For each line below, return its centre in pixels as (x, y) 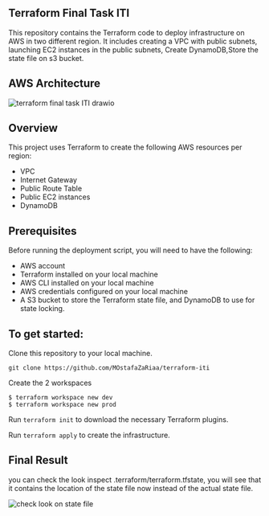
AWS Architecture (55, 84)
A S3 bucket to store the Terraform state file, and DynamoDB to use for (137, 300)
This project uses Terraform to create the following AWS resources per (125, 147)
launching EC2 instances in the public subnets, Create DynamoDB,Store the (133, 49)
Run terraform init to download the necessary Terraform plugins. (118, 420)
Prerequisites (43, 231)
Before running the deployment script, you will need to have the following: (130, 250)
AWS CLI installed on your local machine (87, 283)
